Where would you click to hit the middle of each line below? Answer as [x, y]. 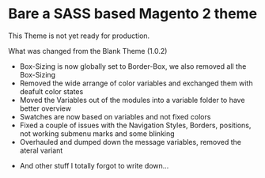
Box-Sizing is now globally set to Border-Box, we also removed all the [133, 66]
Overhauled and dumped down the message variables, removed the [130, 142]
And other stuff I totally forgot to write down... [94, 165]
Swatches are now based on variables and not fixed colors [115, 116]
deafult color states [51, 91]
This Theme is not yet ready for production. [79, 36]
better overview [45, 108]
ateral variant [41, 150]
